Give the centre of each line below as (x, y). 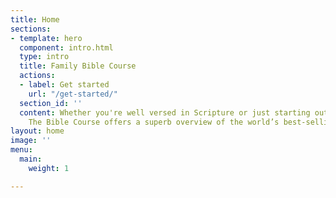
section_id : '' (51, 103)
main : (31, 159)
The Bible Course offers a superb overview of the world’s (154, 122)
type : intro (44, 57)
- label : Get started (64, 85)
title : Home (35, 19)
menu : (21, 150)
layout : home (37, 131)
